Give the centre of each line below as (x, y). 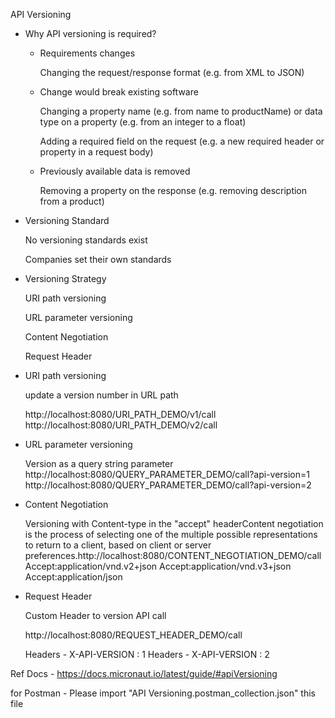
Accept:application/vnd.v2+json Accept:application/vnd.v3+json (158, 566)
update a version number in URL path (101, 395)
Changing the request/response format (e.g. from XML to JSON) (172, 72)
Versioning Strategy (65, 278)
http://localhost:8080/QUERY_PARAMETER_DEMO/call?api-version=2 (168, 485)
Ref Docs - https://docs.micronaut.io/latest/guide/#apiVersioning (144, 673)
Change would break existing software (119, 92)
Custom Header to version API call (95, 615)
